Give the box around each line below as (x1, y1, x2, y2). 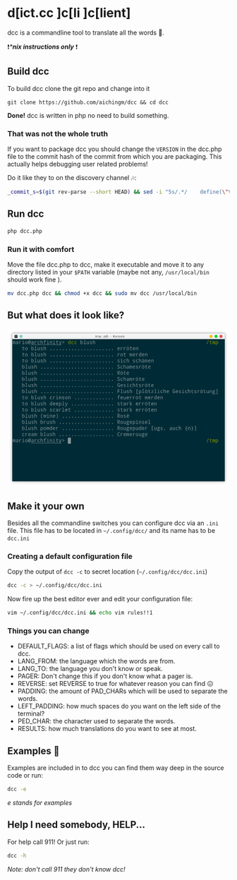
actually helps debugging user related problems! (7, 160, 148, 169)
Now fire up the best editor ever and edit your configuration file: (7, 595, 193, 603)
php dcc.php (7, 227, 42, 234)
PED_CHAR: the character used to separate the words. (17, 717, 176, 725)
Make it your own (7, 500, 85, 512)
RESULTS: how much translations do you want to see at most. (17, 725, 197, 733)
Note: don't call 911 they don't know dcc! (7, 864, 126, 873)
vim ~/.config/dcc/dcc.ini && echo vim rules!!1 (7, 609, 153, 617)
